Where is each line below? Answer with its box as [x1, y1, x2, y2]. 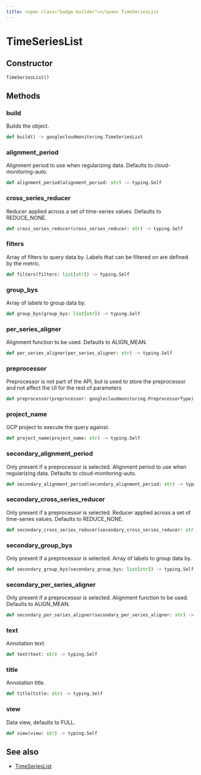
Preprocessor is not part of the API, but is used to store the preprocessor [6, 378, 186, 385]
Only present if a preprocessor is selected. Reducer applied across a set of [6, 509, 191, 516]
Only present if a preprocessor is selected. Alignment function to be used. [6, 594, 188, 601]
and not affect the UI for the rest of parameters [6, 384, 122, 391]
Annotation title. [6, 679, 45, 686]
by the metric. [6, 260, 41, 267]
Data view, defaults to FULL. [6, 719, 76, 726]
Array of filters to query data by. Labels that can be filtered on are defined [6, 253, 188, 261]
